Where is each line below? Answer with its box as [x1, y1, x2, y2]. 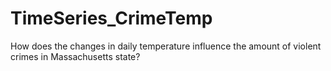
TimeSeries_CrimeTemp [10, 7, 213, 30]
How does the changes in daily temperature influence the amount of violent [10, 40, 322, 52]
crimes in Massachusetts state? [10, 50, 141, 62]
